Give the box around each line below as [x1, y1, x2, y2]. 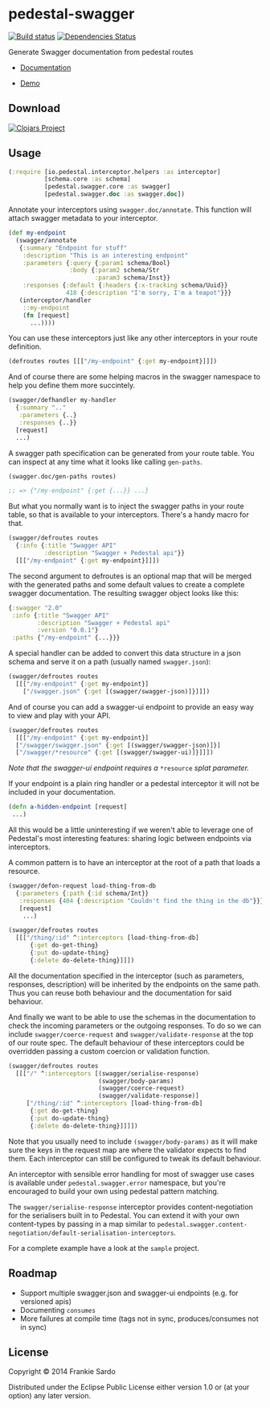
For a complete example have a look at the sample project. [8, 1243, 199, 1253]
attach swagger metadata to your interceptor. [8, 213, 158, 223]
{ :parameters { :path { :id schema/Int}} [15, 889, 149, 897]
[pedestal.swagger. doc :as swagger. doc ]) [43, 190, 185, 198]
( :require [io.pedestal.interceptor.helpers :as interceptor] [8, 168, 221, 176]
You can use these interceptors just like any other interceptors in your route [8, 333, 259, 343]
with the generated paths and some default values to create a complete [8, 579, 245, 589]
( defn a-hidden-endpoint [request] [8, 803, 128, 811]
